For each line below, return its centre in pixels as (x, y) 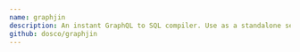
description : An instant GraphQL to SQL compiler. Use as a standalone (145, 26)
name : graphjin (37, 17)
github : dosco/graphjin (54, 33)
